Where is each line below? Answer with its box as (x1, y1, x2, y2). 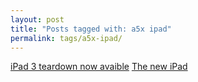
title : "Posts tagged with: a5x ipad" (10, 24, 172, 34)
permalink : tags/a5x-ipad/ (10, 33, 123, 43)
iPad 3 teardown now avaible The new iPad (10, 61, 188, 73)
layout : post (10, 14, 65, 25)
